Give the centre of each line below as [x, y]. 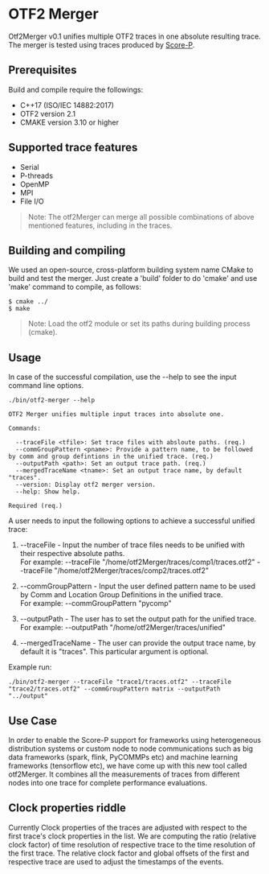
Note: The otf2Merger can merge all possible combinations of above [141, 216]
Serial [29, 167]
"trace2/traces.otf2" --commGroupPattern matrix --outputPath [114, 689]
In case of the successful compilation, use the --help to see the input [122, 377]
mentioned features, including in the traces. [100, 225]
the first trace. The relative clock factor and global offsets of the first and [129, 853]
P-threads [37, 175]
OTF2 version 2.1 [48, 113]
